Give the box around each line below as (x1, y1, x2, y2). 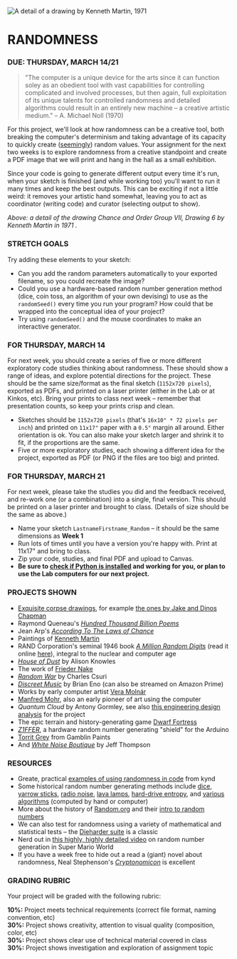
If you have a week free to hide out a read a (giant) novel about (17, 850, 203, 858)
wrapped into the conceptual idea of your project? (17, 307, 165, 316)
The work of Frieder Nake (17, 664, 94, 673)
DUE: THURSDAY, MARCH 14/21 (7, 57, 119, 67)
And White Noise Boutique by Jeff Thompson (17, 740, 151, 749)
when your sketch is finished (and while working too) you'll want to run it (7, 177, 221, 186)
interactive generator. (17, 322, 81, 331)
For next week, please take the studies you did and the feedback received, (7, 488, 226, 496)
